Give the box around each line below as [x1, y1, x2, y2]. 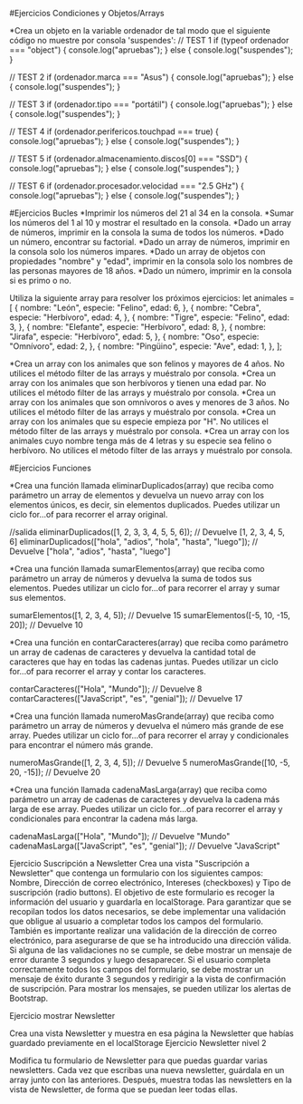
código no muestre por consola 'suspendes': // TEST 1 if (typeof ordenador [9, 35, 289, 45]
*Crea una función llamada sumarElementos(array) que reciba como [9, 564, 265, 574]
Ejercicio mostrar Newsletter [9, 1011, 116, 1021]
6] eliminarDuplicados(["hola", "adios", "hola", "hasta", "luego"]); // [9, 537, 259, 547]
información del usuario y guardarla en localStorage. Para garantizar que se [9, 896, 292, 907]
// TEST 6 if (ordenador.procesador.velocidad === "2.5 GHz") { [9, 180, 244, 191]
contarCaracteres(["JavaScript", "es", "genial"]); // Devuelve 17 [9, 693, 243, 703]
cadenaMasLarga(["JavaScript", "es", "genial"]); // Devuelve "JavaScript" [9, 840, 280, 851]
